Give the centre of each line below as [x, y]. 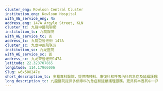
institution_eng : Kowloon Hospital [41, 14]
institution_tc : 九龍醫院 [30, 32]
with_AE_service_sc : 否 [29, 54]
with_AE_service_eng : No [30, 18]
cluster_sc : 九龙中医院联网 [31, 45]
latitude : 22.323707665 [29, 63]
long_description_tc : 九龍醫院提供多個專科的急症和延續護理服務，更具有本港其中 [78, 81]
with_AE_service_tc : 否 [29, 37]
